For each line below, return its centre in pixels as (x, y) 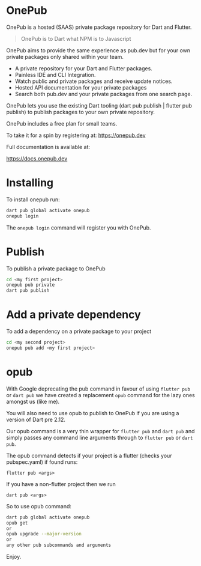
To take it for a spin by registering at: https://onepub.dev (76, 135)
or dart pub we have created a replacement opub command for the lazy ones (100, 395)
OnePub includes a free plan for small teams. (62, 123)
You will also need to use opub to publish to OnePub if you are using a (93, 413)
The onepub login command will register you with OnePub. (79, 227)
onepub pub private (31, 285)
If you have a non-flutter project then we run (61, 484)
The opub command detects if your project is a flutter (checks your (89, 455)
